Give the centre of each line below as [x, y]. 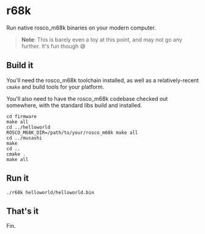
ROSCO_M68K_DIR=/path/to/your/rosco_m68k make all [72, 133]
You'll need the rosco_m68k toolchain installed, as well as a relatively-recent [102, 80]
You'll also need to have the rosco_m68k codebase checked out [87, 98]
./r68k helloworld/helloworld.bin [50, 192]
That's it [23, 211]
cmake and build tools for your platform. [55, 87]
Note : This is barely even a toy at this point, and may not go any [102, 39]
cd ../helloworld [28, 127]
